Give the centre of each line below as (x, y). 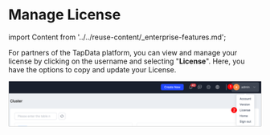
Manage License (65, 15)
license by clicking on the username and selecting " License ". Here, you (127, 61)
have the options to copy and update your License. (92, 69)
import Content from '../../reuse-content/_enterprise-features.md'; (117, 37)
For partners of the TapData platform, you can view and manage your (123, 52)
